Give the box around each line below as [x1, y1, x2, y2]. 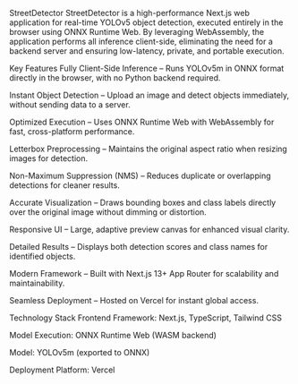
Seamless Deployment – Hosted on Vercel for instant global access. [9, 295, 260, 305]
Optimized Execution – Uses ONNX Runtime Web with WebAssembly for [9, 116, 275, 127]
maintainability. [9, 277, 65, 288]
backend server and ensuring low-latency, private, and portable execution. [9, 46, 285, 56]
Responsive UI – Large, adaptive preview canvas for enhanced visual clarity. [9, 224, 290, 235]
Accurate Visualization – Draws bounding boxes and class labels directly [9, 197, 277, 208]
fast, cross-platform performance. [9, 126, 135, 137]
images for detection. [9, 153, 88, 164]
